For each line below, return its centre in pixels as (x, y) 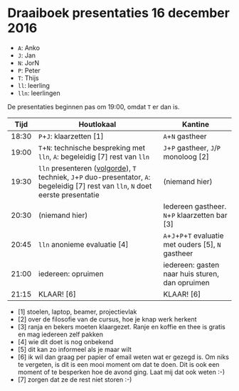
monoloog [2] (186, 156)
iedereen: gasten (191, 265)
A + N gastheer (185, 136)
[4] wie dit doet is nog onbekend (65, 341)
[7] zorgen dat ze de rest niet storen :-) (75, 379)
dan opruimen (186, 282)
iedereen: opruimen (71, 273)
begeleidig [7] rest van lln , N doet (95, 186)
